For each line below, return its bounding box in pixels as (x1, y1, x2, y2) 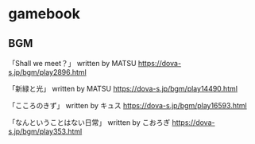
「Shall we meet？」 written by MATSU (8, 59, 137, 68)
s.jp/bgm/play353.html (8, 126, 83, 136)
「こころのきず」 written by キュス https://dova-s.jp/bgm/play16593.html (8, 101, 248, 110)
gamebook (8, 5, 81, 23)
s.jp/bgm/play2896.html (8, 68, 87, 76)
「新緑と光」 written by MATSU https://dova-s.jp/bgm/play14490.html (8, 84, 238, 93)
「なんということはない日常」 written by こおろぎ (8, 118, 171, 127)
